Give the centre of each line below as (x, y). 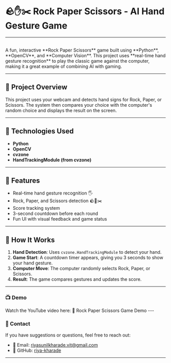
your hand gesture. (33, 263)
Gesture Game (36, 26)
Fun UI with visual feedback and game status (60, 219)
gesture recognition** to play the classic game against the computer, (78, 61)
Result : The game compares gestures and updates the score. (77, 279)
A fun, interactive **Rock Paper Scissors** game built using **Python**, (82, 50)
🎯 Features (23, 180)
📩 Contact (18, 324)
